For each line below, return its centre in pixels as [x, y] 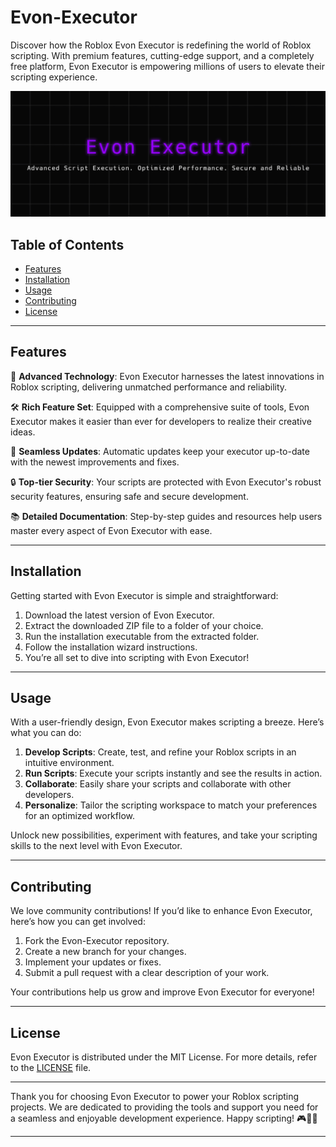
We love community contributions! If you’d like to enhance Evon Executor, [161, 911]
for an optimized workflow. [79, 816]
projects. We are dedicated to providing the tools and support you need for [164, 1107]
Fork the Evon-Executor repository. [97, 941]
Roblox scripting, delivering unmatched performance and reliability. [149, 387]
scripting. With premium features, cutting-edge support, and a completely [162, 55]
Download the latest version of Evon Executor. [119, 615]
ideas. [23, 432]
